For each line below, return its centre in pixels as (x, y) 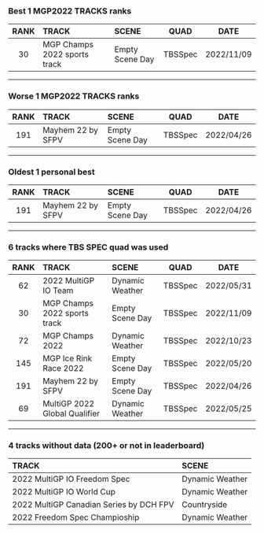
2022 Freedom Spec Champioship (76, 517)
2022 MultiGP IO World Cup (64, 492)
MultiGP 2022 (69, 404)
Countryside (205, 505)
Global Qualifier (71, 413)
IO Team (58, 291)
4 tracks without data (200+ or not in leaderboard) (106, 446)
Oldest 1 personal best (52, 172)
